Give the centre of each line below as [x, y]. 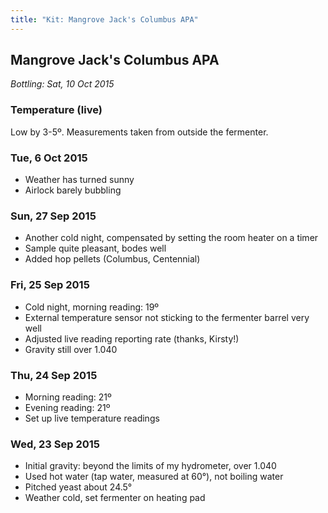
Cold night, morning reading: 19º [92, 307]
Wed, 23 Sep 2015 [55, 444]
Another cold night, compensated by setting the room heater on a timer [171, 238]
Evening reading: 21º [67, 407]
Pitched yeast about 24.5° [78, 487]
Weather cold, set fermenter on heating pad [115, 498]
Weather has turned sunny [79, 180]
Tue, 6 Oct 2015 [49, 158]
